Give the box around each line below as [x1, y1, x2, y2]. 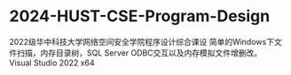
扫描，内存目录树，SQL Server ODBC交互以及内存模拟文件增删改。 [16, 47, 263, 58]
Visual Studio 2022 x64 [9, 57, 95, 68]
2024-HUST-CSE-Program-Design [9, 6, 271, 26]
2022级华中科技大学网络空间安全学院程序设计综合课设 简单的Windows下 [9, 36, 275, 47]
